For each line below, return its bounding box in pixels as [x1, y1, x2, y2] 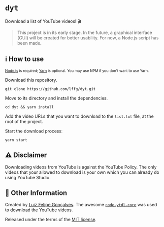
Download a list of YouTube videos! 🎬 [5, 18, 81, 24]
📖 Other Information [5, 189, 67, 197]
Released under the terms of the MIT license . [5, 217, 97, 223]
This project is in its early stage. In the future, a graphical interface [17, 30, 153, 35]
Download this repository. [5, 77, 58, 83]
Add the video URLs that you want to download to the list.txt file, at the [5, 113, 154, 119]
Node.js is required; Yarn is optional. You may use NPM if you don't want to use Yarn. [5, 68, 149, 73]
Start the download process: [5, 128, 63, 134]
